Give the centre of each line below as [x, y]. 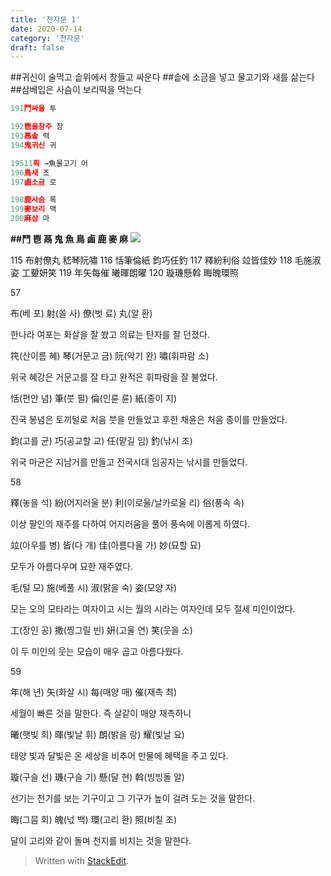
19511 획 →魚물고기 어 [49, 163]
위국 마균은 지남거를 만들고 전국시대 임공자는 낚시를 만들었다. [129, 462]
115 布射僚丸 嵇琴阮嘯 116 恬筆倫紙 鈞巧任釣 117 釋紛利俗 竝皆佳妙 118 [151, 260]
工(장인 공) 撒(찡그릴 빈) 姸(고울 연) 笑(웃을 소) [101, 630]
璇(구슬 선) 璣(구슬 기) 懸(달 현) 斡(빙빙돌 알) [97, 777]
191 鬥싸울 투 [33, 109]
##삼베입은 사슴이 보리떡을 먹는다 [76, 90]
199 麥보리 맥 [33, 209]
